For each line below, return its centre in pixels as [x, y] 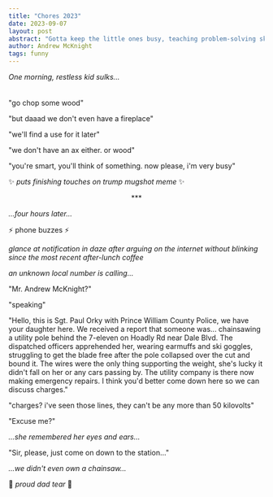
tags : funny [28, 54]
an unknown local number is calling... [71, 273]
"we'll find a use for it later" [54, 134]
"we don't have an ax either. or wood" [72, 150]
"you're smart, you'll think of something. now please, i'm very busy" [122, 166]
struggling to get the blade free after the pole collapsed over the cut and [129, 355]
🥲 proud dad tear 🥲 [41, 484]
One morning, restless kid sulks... [64, 77]
